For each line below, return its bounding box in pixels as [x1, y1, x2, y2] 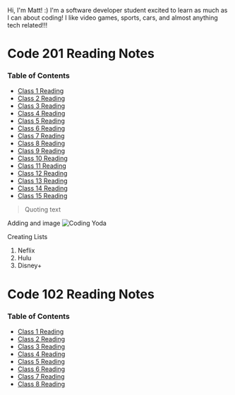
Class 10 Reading [17, 154, 68, 163]
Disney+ [17, 261, 42, 270]
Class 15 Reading [17, 192, 68, 200]
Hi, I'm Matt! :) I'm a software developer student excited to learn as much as [7, 6, 228, 14]
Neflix [17, 246, 35, 255]
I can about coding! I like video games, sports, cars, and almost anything [7, 13, 219, 22]
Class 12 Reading [17, 169, 68, 178]
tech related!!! [7, 21, 48, 29]
